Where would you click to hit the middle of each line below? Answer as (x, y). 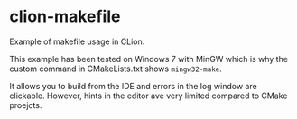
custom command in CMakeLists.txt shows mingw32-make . (116, 69)
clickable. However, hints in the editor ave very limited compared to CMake (148, 96)
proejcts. (26, 105)
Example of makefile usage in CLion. (77, 41)
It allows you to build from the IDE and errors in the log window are (133, 86)
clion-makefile (65, 17)
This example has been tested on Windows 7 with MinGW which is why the (149, 59)
